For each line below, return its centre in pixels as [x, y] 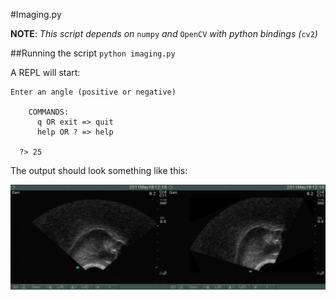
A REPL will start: [45, 72]
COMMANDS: [49, 112]
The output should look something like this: [99, 170]
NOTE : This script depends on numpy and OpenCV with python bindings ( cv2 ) [164, 33]
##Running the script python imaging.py [93, 53]
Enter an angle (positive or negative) [93, 92]
